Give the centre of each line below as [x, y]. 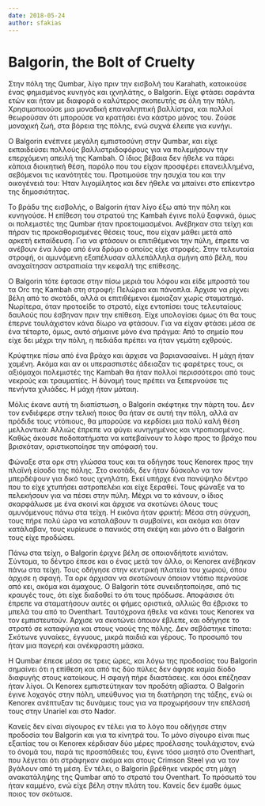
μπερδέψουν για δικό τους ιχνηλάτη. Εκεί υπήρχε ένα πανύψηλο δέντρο [128, 479]
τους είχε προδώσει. [42, 538]
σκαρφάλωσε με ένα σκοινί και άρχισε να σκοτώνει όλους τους [113, 504]
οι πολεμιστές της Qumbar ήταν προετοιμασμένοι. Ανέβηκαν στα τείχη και [131, 224]
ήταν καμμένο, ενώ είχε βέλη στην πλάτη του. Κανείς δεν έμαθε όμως [125, 785]
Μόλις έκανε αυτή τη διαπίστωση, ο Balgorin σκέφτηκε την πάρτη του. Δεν [131, 405]
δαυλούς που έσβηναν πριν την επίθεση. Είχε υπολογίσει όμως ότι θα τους [132, 315]
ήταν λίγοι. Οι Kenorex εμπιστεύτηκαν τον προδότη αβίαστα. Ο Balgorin [126, 686]
